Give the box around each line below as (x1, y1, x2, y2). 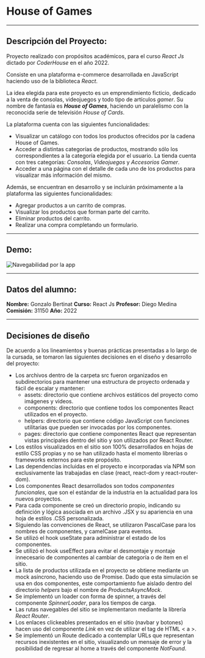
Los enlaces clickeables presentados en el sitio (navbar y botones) (15, 619, 183, 626)
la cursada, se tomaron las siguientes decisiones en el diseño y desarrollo (6, 353, 192, 361)
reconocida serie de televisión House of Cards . (6, 108, 125, 116)
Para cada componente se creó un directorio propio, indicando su (15, 502, 181, 509)
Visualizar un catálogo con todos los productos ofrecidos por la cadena (15, 132, 195, 140)
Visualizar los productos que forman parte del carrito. (15, 208, 150, 215)
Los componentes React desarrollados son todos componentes (15, 482, 175, 490)
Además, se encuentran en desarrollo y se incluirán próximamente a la (6, 183, 184, 190)
